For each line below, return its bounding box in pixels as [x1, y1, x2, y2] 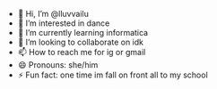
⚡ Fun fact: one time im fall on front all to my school [17, 69, 208, 80]
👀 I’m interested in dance [17, 18, 110, 28]
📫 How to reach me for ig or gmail [17, 47, 146, 57]
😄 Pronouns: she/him [17, 60, 99, 70]
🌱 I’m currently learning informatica [17, 28, 149, 37]
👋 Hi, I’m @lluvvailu [17, 9, 90, 19]
